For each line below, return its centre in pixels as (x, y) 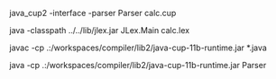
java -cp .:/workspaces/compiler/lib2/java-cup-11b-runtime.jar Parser (138, 65)
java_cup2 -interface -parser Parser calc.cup (93, 13)
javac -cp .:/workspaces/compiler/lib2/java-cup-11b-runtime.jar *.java (138, 48)
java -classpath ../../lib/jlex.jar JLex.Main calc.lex (100, 30)
